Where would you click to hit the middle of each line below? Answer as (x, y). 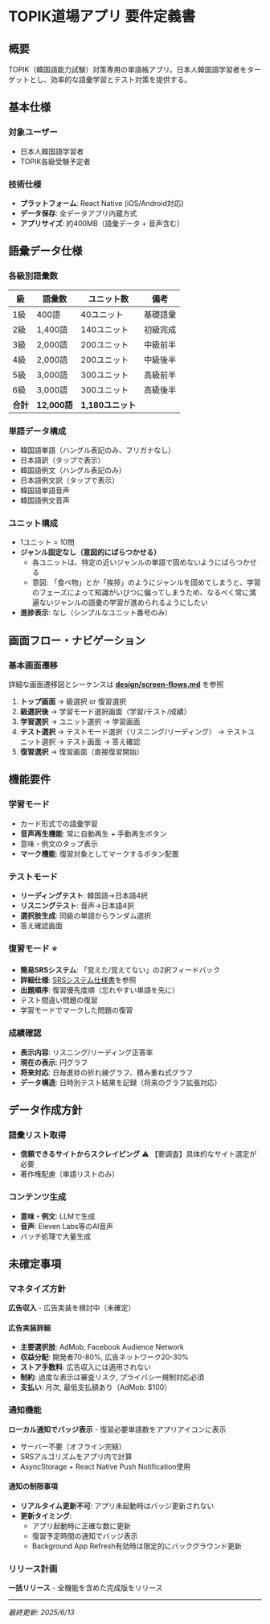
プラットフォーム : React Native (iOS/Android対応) (102, 203)
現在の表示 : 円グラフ (54, 1062)
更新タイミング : (46, 1515)
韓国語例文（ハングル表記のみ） (73, 470)
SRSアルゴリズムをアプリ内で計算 (76, 1456)
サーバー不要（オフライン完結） (73, 1446)
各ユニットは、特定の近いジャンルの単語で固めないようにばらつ (137, 562)
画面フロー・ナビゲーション (77, 640)
